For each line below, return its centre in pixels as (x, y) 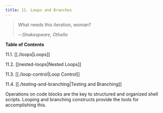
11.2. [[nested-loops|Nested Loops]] (43, 64)
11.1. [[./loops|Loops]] (28, 54)
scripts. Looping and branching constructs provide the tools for (72, 99)
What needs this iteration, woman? (54, 25)
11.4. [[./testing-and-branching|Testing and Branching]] (64, 84)
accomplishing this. (26, 105)
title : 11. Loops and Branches (39, 10)
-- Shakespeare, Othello (43, 34)
